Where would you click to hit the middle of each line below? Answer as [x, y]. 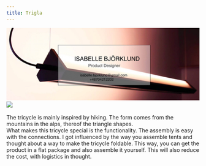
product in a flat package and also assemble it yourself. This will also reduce [103, 149]
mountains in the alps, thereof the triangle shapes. [70, 124]
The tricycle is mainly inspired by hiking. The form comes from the [90, 117]
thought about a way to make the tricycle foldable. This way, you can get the [103, 143]
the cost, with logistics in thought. [49, 156]
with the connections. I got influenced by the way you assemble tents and [100, 137]
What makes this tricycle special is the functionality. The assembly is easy [100, 130]
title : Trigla [25, 13]
